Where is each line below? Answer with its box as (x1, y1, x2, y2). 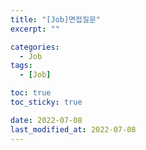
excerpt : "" (10, 24, 60, 34)
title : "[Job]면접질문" (10, 14, 102, 25)
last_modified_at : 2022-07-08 (10, 124, 137, 135)
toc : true (10, 88, 52, 98)
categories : (10, 42, 60, 52)
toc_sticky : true (10, 97, 83, 107)
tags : (10, 61, 33, 71)
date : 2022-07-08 (10, 115, 83, 125)
